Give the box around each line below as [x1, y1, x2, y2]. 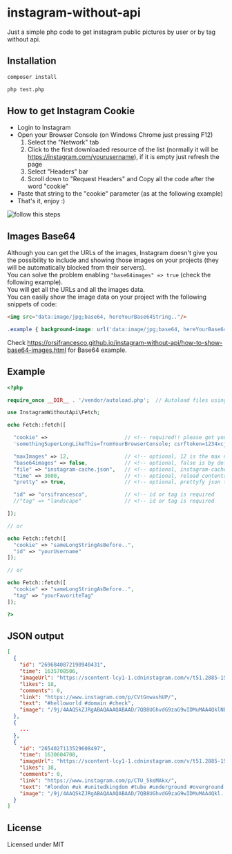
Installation [7, 55, 57, 67]
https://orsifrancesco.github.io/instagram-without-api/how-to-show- [27, 338, 223, 346]
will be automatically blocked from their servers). [7, 263, 146, 272]
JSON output [7, 630, 64, 642]
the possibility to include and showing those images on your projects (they [7, 256, 219, 264]
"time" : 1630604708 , [19, 752, 79, 759]
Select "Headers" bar [27, 167, 88, 176]
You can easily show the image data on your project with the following [7, 293, 207, 301]
